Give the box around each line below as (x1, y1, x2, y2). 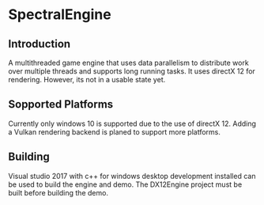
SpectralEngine (8, 6, 112, 24)
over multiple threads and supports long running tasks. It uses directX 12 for (8, 66, 255, 76)
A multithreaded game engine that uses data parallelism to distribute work (8, 58, 249, 67)
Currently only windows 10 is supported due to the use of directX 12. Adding (8, 119, 257, 128)
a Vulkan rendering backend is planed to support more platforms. (8, 127, 221, 136)
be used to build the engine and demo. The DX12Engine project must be (8, 180, 243, 189)
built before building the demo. (8, 188, 109, 197)
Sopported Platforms (8, 97, 114, 112)
